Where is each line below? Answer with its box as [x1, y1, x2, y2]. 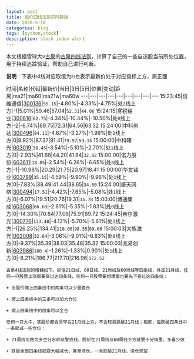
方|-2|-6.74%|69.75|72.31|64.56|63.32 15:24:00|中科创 [6, 122, 139, 129]
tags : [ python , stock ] [6, 31, 59, 36]
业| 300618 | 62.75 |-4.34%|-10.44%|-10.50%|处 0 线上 [6, 115, 131, 121]
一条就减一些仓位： [6, 325, 46, 331]
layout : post [6, 8, 38, 15]
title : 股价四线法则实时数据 [6, 14, 69, 20]
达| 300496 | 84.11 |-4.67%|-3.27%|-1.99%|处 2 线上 [6, 129, 126, 136]
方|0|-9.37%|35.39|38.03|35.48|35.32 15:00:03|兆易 [6, 240, 133, 247]
